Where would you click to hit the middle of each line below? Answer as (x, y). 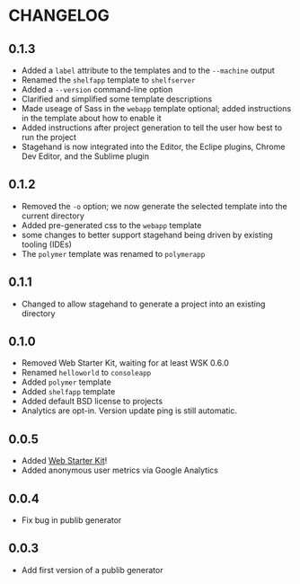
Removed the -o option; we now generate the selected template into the (154, 206)
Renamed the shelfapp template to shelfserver (108, 80)
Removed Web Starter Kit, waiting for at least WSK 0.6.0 (125, 363)
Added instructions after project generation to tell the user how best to (152, 128)
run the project (49, 137)
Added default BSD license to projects (92, 402)
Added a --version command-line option (97, 89)
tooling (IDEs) (47, 244)
